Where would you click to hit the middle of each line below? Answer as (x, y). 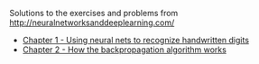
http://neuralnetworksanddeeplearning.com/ (92, 23)
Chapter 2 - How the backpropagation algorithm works (125, 50)
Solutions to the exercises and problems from (94, 13)
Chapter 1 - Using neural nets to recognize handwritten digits (136, 40)
